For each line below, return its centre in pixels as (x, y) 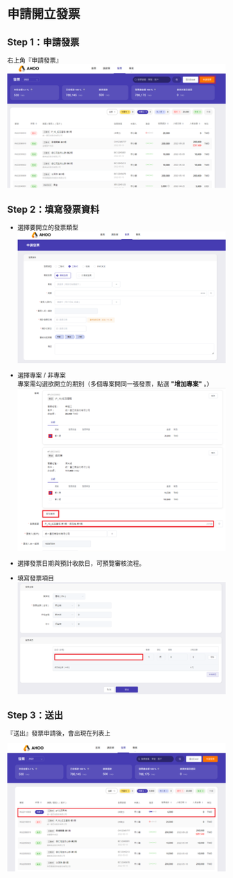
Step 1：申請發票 (43, 42)
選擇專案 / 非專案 (41, 375)
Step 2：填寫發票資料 (53, 209)
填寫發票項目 (35, 578)
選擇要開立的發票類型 (48, 227)
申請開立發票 (44, 14)
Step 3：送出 (35, 715)
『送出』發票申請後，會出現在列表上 (59, 733)
